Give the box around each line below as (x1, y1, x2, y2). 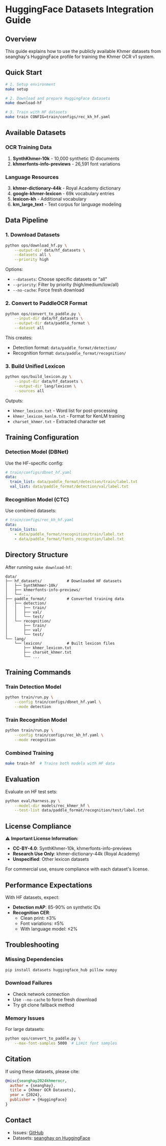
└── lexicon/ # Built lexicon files (14, 641, 115, 646)
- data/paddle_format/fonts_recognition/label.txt (14, 536, 124, 541)
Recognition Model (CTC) (5, 496, 69, 503)
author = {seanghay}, (10, 1083, 56, 1088)
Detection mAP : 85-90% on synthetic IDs (12, 904, 101, 910)
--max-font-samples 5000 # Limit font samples (14, 1041, 117, 1046)
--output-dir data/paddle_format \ (14, 321, 90, 326)
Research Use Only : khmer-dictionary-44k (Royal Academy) (12, 851, 140, 857)
